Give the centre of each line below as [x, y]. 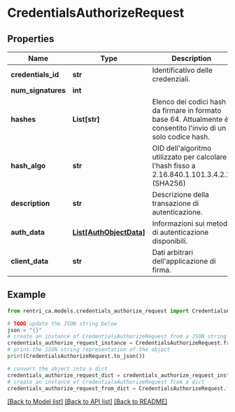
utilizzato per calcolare [190, 157]
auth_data [28, 232]
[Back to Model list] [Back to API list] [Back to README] [87, 401]
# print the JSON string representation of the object [89, 350]
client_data [30, 261]
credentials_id [35, 75]
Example [27, 295]
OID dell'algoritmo [182, 148]
